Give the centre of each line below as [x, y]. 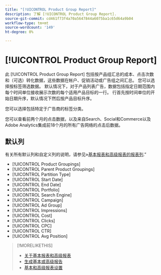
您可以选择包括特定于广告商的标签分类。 [45, 108]
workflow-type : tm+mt [27, 23]
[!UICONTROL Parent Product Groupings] [53, 169]
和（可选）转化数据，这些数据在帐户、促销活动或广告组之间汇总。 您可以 [78, 80]
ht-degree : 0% [19, 32]
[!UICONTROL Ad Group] [37, 205]
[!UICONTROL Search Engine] [42, 195]
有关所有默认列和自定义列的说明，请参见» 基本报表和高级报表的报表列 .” [76, 154]
